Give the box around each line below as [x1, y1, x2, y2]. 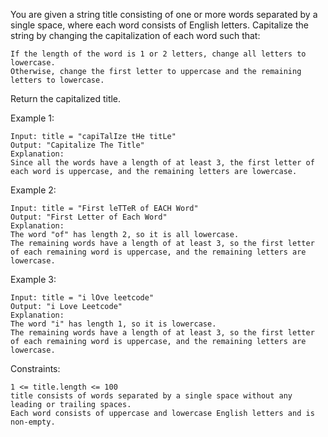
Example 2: [10, 184, 57, 196]
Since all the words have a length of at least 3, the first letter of [10, 158, 315, 168]
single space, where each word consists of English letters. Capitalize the [10, 19, 309, 31]
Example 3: [10, 274, 57, 285]
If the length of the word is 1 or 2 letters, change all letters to [10, 49, 307, 59]
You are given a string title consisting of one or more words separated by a [10, 9, 318, 20]
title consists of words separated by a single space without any [10, 391, 293, 401]
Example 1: [10, 112, 55, 124]
